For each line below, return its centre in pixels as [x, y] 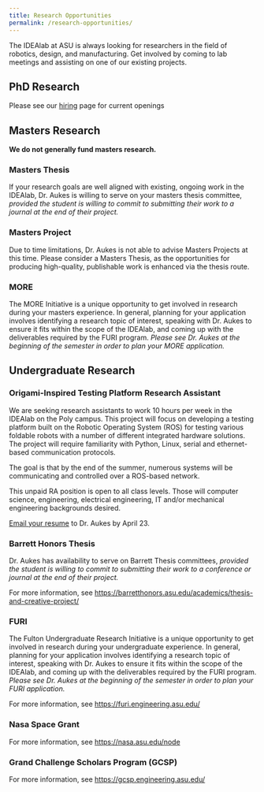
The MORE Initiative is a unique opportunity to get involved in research [123, 304]
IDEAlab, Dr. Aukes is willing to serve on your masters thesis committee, [126, 195]
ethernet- [232, 444]
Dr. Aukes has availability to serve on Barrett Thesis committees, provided [129, 561]
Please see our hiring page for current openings [87, 106]
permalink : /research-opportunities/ [71, 23]
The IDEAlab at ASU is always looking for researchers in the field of [118, 45]
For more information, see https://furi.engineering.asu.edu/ [104, 704]
